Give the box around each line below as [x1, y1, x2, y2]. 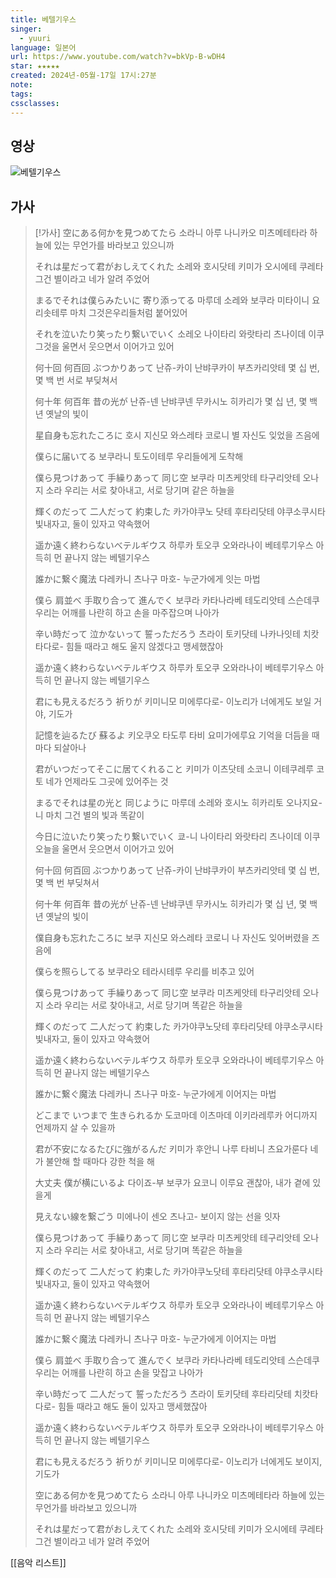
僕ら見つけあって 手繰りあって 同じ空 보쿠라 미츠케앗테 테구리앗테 [34, 1232, 301, 1244]
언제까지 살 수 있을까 [34, 1122, 116, 1134]
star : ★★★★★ [10, 61, 60, 71]
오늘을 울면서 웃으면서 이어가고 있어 [34, 843, 175, 855]
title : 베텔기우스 [10, 14, 77, 25]
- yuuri [19, 33, 52, 43]
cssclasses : [10, 98, 60, 108]
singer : [10, 24, 43, 34]
